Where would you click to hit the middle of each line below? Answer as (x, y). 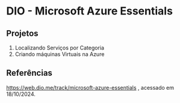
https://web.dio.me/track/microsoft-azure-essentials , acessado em (90, 87)
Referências (29, 73)
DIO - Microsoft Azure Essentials (90, 11)
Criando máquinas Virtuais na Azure (60, 54)
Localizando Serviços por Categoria (59, 48)
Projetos (22, 33)
